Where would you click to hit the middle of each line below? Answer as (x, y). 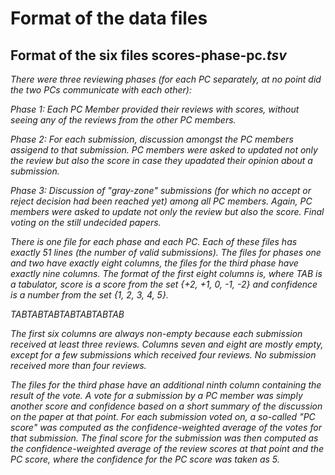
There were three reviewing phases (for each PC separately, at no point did (166, 79)
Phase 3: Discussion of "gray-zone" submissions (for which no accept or (161, 190)
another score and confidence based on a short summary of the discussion (166, 406)
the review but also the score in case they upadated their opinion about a (161, 160)
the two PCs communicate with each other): (101, 90)
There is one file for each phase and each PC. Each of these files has (154, 241)
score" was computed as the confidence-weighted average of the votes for (166, 427)
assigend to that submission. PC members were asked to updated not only (164, 150)
